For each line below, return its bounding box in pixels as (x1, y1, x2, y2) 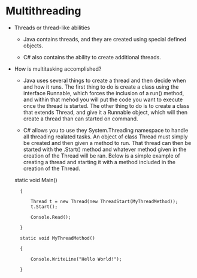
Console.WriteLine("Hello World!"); (30, 256, 122, 262)
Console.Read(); (30, 214, 71, 220)
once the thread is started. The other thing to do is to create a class (23, 102, 190, 109)
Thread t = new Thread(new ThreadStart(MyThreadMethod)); (30, 198, 178, 204)
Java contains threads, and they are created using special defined (23, 35, 187, 43)
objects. (23, 42, 43, 49)
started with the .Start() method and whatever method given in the (23, 146, 187, 153)
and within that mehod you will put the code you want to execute (23, 96, 183, 103)
